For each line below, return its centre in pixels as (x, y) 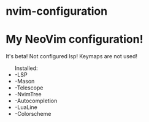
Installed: (26, 68)
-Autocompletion (36, 101)
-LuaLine (26, 107)
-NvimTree (28, 94)
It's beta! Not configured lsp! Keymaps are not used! (72, 56)
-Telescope (29, 88)
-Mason (25, 82)
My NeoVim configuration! (74, 40)
